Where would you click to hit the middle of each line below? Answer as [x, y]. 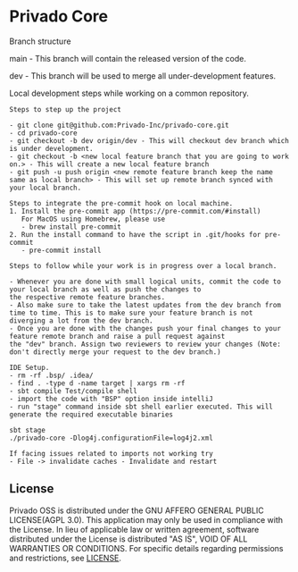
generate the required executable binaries [91, 414]
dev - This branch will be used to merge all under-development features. [143, 76]
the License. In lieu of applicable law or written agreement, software [134, 529]
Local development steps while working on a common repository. [129, 93]
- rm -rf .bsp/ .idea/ [51, 375]
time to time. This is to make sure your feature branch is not [131, 313]
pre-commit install [65, 250]
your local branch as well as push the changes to [105, 289]
